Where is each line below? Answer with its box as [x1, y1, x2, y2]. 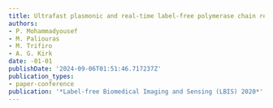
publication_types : [8, 72, 75, 80]
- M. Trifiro [8, 42, 53, 50]
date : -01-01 [8, 58, 53, 66]
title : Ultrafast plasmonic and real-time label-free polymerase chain [8, 11, 256, 20]
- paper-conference [8, 80, 75, 88]
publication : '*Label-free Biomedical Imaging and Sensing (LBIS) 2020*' [8, 87, 264, 96]
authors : [8, 19, 38, 28]
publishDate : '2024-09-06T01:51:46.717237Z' [8, 65, 162, 73]
